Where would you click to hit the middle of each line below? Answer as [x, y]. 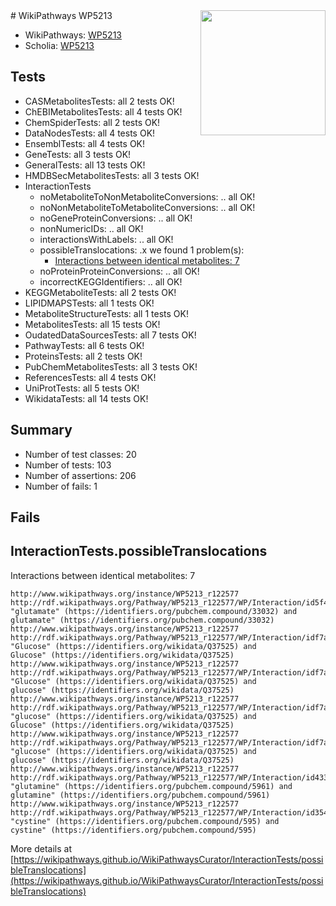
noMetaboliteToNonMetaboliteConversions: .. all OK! [147, 196]
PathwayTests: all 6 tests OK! [84, 345]
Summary [41, 430]
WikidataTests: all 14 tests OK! [86, 398]
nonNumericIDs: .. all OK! [91, 228]
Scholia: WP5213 [59, 45]
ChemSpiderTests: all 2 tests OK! [92, 122]
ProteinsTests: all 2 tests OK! [83, 356]
